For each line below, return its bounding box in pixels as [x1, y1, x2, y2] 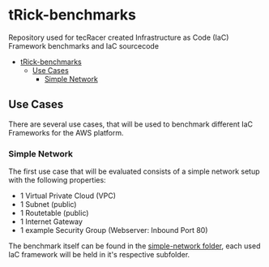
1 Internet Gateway [19, 217, 83, 226]
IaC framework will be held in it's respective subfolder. [8, 250, 190, 260]
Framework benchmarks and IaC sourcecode [8, 41, 160, 50]
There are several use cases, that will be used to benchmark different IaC [8, 119, 254, 129]
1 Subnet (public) [19, 200, 77, 209]
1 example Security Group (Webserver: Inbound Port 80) [19, 226, 208, 235]
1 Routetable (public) [19, 209, 89, 218]
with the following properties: [8, 175, 107, 185]
